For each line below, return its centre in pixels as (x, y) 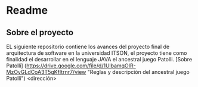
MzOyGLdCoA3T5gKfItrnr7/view (46, 72)
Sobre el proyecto (40, 32)
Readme (27, 10)
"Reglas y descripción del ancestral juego (138, 72)
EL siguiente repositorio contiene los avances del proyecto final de (88, 46)
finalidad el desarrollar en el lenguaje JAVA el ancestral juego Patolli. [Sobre (99, 59)
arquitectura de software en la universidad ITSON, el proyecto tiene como (97, 53)
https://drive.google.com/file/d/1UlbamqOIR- (81, 66)
